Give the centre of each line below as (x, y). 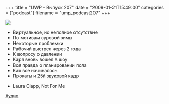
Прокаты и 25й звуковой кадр (46, 76)
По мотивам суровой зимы (43, 38)
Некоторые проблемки (38, 43)
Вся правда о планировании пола (50, 65)
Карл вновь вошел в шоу (40, 59)
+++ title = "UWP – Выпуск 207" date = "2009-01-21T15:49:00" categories (85, 7)
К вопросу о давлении (37, 54)
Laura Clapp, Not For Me (39, 86)
